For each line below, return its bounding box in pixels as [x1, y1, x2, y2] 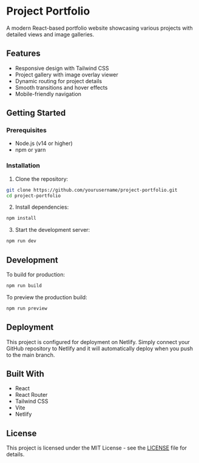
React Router [15, 391, 48, 399]
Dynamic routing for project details [15, 77, 102, 84]
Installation [6, 161, 41, 170]
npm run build [6, 283, 42, 289]
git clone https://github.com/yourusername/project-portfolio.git [6, 187, 178, 193]
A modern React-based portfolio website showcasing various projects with [6, 24, 193, 32]
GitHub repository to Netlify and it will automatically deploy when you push [6, 345, 193, 352]
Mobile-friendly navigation [15, 90, 82, 98]
